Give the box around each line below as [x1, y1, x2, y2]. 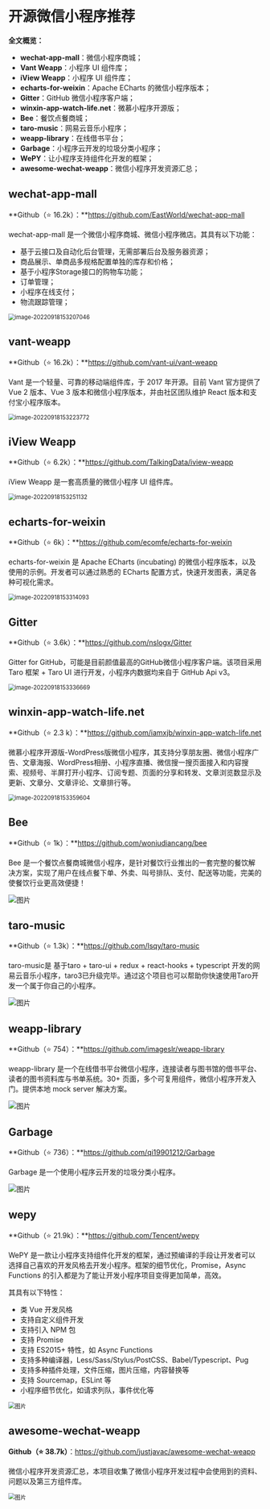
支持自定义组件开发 [19, 1315, 84, 1324]
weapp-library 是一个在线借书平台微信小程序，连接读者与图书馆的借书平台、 [8, 1064, 261, 1074]
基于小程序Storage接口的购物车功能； [19, 267, 145, 276]
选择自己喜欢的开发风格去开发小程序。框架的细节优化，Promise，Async [8, 1260, 247, 1270]
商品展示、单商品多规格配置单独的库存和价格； [19, 256, 175, 266]
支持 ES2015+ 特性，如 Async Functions [19, 1345, 153, 1354]
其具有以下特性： [8, 1287, 65, 1297]
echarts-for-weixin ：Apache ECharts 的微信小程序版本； [19, 82, 211, 93]
